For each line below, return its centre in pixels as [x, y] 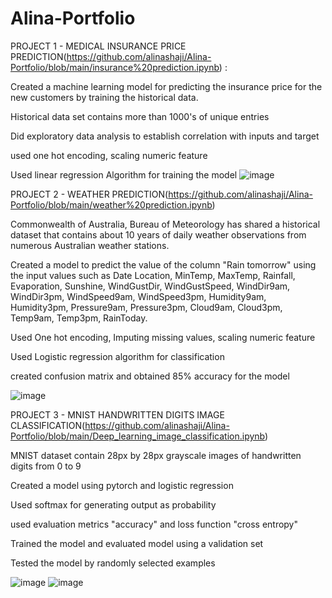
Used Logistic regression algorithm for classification [117, 356]
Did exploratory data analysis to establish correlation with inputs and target [165, 136]
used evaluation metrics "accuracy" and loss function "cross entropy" [154, 524]
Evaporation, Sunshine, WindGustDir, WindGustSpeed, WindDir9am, [150, 286]
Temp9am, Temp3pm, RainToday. [79, 318]
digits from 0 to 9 [46, 466]
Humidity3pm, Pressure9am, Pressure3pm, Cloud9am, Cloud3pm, [146, 307]
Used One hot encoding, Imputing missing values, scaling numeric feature [163, 337]
